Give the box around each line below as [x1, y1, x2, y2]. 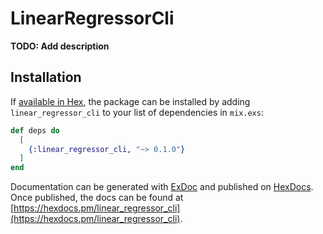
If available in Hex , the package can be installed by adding [10, 95, 251, 107]
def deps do [10, 125, 60, 136]
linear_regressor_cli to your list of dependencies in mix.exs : [10, 106, 264, 118]
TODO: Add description [10, 40, 110, 52]
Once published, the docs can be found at [10, 192, 184, 204]
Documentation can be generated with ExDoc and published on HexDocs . [10, 181, 314, 193]
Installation [10, 69, 82, 86]
